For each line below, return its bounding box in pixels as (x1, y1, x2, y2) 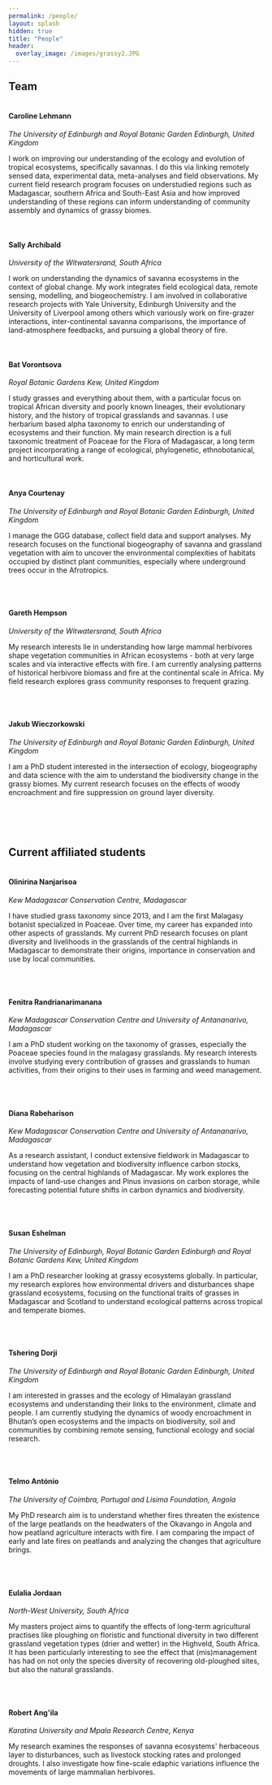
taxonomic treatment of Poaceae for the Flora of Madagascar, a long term (8, 436, 255, 447)
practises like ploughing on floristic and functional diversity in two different (8, 1630, 259, 1640)
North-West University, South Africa (8, 1606, 129, 1616)
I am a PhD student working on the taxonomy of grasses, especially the (8, 1039, 247, 1049)
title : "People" (8, 34, 63, 43)
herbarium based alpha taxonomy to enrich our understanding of (8, 419, 226, 429)
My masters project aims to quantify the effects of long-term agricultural (8, 1622, 251, 1632)
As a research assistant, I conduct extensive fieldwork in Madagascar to (8, 1151, 250, 1160)
